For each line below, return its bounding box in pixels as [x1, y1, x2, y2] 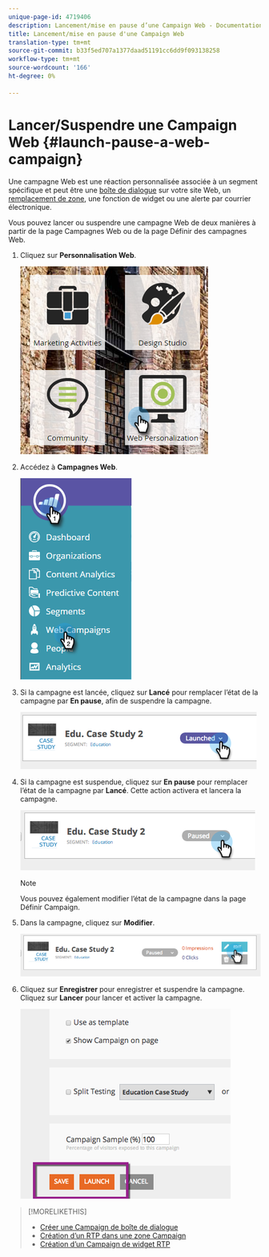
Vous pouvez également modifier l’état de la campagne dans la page [19, 893, 247, 903]
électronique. [8, 202, 52, 212]
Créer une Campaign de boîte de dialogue [39, 1223, 179, 1232]
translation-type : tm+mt [8, 38, 91, 46]
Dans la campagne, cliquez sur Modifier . [19, 917, 155, 927]
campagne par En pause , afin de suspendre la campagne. [19, 695, 212, 705]
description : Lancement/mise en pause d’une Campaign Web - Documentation [8, 21, 263, 30]
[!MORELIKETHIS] [27, 1207, 87, 1217]
